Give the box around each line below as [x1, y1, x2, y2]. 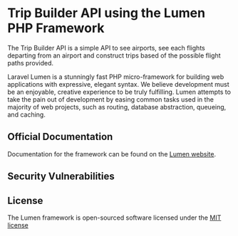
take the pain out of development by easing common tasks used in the [7, 95, 214, 104]
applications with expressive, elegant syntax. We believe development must [7, 80, 229, 88]
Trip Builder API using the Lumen [7, 5, 205, 21]
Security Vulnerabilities [7, 171, 115, 183]
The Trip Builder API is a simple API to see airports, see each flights [7, 43, 205, 52]
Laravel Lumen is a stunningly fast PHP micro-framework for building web [7, 73, 224, 81]
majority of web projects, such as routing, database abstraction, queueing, [7, 102, 227, 111]
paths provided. [7, 58, 54, 67]
